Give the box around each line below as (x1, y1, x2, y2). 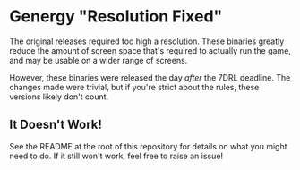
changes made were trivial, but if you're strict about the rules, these (9, 81, 260, 92)
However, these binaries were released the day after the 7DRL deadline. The (9, 72, 291, 82)
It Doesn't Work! (9, 117, 103, 132)
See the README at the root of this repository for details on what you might (9, 140, 287, 151)
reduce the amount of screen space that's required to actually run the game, (9, 45, 291, 55)
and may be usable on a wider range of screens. (9, 55, 188, 65)
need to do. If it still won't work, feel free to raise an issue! (9, 150, 224, 161)
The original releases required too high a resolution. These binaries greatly (9, 36, 285, 47)
